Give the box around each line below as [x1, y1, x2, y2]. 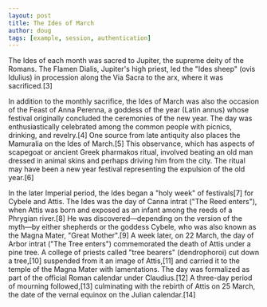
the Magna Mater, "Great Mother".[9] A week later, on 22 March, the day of [8, 230, 254, 240]
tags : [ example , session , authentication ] [8, 33, 151, 42]
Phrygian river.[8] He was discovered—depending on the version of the [8, 214, 243, 223]
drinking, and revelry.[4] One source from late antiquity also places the [8, 131, 241, 140]
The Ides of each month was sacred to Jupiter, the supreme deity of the [8, 56, 245, 65]
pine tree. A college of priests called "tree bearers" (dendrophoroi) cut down [8, 248, 260, 258]
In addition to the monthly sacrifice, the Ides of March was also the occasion [8, 96, 259, 106]
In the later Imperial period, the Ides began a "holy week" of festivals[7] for [8, 188, 254, 198]
